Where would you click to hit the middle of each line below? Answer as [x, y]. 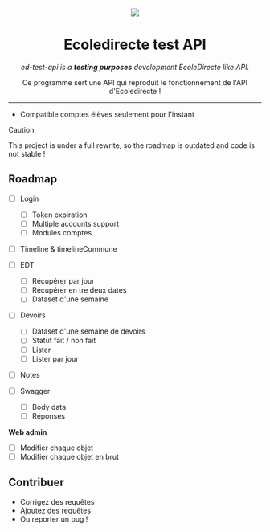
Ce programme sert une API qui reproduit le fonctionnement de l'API [135, 82]
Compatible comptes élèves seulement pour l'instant [107, 114]
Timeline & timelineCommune [69, 249]
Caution [21, 129]
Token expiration [59, 215]
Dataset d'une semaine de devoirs [89, 331]
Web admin [28, 432]
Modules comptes [62, 232]
